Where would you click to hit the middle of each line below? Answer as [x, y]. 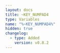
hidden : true [19, 29]
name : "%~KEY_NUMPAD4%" [31, 24]
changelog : [17, 33]
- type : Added [25, 38]
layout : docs [19, 10]
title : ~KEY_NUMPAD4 [27, 15]
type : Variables [22, 19]
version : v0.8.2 [32, 43]
